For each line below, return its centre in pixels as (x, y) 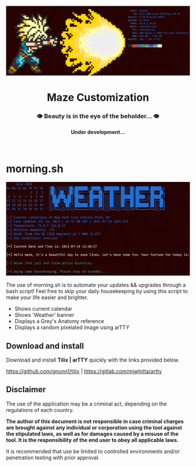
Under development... (98, 132)
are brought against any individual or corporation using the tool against (94, 427)
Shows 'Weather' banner (44, 315)
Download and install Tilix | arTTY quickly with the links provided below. (93, 360)
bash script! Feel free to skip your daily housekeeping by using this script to (97, 291)
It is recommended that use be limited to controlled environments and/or (93, 451)
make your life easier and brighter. (47, 297)
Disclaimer (26, 389)
